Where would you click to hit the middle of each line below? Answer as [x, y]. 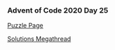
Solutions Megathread [39, 39]
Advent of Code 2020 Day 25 [58, 10]
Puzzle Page [25, 26]
